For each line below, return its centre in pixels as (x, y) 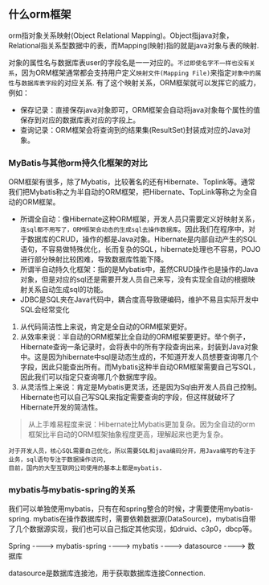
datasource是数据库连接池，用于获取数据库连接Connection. (107, 573)
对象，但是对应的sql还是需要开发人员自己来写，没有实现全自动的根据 (134, 279)
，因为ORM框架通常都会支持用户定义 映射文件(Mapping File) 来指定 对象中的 (134, 72)
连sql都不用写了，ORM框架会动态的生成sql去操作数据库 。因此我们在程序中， (134, 229)
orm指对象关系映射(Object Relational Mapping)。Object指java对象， (121, 35)
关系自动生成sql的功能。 (67, 290)
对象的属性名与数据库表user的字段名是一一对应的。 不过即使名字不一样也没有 (129, 62)
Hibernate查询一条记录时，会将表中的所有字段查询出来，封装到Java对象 (139, 347)
